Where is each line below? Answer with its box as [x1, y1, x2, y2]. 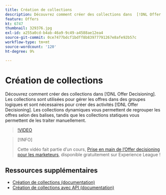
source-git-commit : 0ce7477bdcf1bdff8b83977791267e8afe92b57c [5, 35, 137, 40]
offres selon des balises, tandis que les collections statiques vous [5, 112, 140, 118]
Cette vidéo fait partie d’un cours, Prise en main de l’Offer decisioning [17, 146, 160, 152]
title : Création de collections [5, 7, 72, 12]
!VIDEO [17, 127, 32, 133]
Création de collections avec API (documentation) [12, 185, 114, 191]
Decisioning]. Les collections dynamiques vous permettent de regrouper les [5, 107, 161, 113]
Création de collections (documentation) [12, 180, 95, 186]
